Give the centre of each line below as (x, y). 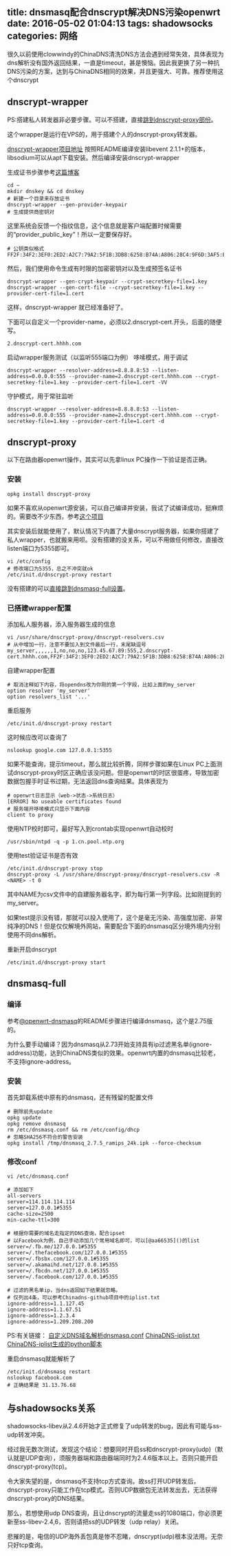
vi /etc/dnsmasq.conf (38, 1176)
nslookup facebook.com (40, 1378)
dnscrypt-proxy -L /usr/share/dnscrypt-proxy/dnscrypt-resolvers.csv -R (113, 875)
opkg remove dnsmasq (37, 1124)
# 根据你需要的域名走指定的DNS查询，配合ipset (66, 1234)
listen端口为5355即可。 (40, 548)
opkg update (24, 1118)
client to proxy (30, 815)
